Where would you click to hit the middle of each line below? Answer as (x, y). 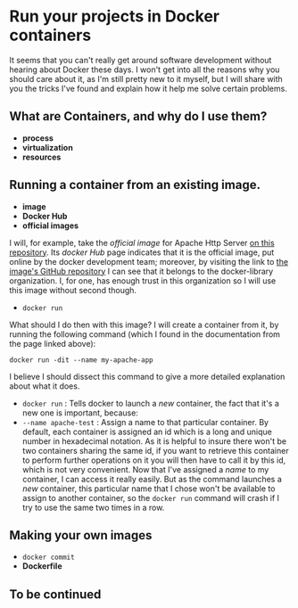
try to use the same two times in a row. (93, 507)
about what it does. (45, 386)
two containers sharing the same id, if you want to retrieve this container (155, 450)
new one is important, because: (80, 413)
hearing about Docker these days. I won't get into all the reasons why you (145, 70)
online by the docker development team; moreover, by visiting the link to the (149, 261)
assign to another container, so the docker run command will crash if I (150, 497)
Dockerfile (42, 566)
